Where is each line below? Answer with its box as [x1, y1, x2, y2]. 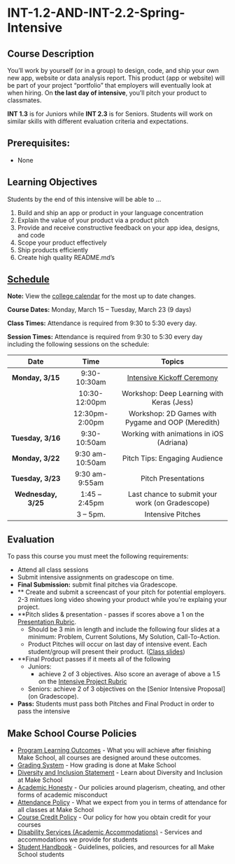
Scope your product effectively [17, 238, 107, 247]
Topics [160, 357, 185, 366]
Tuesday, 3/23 [10, 474, 61, 484]
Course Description [7, 48, 94, 60]
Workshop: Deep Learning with [121, 389, 224, 399]
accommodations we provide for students [17, 835, 138, 844]
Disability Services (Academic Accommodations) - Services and [17, 828, 203, 837]
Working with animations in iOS [121, 429, 224, 439]
